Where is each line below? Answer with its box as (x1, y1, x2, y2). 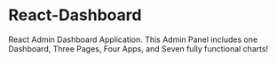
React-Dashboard (8, 5, 142, 25)
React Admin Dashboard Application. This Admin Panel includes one (8, 34, 258, 45)
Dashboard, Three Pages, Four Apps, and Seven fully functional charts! (8, 43, 269, 53)
